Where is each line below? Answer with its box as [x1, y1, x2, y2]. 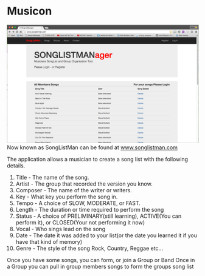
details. [7, 162, 26, 169]
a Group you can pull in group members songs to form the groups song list [7, 263, 194, 271]
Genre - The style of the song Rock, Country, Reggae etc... [15, 244, 164, 252]
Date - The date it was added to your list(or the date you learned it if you [15, 232, 197, 239]
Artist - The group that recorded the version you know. [15, 180, 153, 187]
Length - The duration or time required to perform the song [15, 206, 164, 214]
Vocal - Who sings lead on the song [15, 226, 106, 233]
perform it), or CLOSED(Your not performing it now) [15, 219, 145, 226]
